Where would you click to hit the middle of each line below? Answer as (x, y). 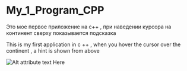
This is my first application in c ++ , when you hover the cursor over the (93, 44)
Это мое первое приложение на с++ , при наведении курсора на (89, 27)
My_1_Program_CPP (55, 10)
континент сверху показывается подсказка (61, 33)
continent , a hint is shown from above (53, 50)
